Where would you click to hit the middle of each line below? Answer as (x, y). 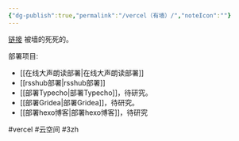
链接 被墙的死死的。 (40, 39)
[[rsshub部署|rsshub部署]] (62, 82)
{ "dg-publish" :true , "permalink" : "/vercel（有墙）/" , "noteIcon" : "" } (120, 15)
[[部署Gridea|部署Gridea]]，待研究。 (79, 102)
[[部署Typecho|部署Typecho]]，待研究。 (86, 93)
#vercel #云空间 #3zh (44, 129)
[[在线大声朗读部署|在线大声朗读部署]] (82, 73)
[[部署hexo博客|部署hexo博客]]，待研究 (84, 112)
